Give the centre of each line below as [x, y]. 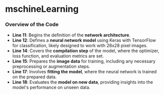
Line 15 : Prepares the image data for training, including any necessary [84, 61]
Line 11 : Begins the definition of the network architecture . [71, 35]
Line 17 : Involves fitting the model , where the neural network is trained [84, 72]
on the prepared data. [34, 77]
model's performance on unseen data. [51, 88]
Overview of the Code [32, 25]
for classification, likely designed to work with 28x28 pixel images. [80, 46]
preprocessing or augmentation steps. [51, 66]
